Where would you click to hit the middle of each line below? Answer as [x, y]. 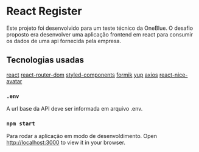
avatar [14, 81]
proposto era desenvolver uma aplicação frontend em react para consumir [100, 34]
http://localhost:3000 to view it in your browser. [66, 143]
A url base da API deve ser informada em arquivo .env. [75, 109]
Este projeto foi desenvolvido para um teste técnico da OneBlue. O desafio [100, 28]
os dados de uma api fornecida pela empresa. [64, 41]
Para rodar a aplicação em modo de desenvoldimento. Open [82, 136]
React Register [44, 11]
